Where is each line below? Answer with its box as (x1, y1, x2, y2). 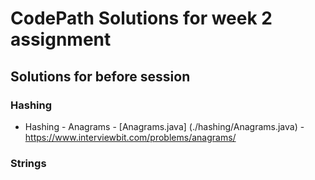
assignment (10, 28, 112, 51)
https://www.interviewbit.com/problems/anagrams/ (24, 131, 237, 143)
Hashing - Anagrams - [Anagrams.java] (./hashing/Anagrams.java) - (24, 120, 305, 132)
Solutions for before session (10, 68, 191, 85)
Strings (10, 156, 47, 170)
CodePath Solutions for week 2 (10, 7, 273, 30)
